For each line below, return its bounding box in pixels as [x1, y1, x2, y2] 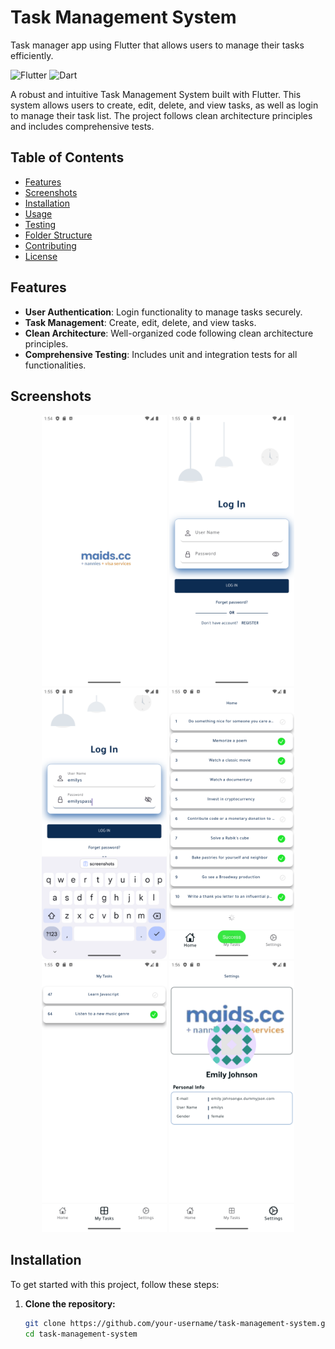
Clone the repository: [24, 1297, 116, 1310]
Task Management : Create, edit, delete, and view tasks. [24, 316, 257, 328]
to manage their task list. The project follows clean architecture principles [10, 109, 313, 121]
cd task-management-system [24, 1329, 138, 1339]
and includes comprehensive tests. [10, 120, 155, 132]
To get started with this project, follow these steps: [10, 1278, 220, 1290]
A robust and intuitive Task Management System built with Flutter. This [10, 88, 302, 100]
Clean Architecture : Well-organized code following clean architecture [24, 327, 314, 339]
